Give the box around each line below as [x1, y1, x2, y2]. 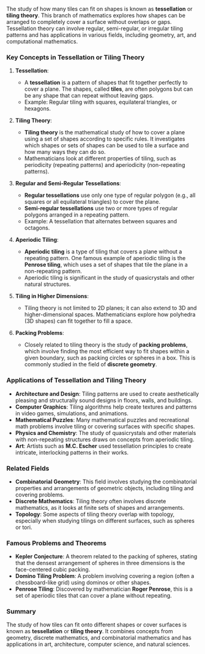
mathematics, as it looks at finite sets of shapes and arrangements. [15, 504, 185, 511]
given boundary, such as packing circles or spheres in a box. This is [24, 354, 196, 361]
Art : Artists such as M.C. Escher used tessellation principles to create [15, 442, 192, 450]
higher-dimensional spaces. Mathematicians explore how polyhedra [24, 311, 196, 318]
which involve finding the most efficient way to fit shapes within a [24, 348, 190, 355]
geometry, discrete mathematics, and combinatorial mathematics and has [6, 634, 192, 642]
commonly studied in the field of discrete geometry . [24, 361, 157, 368]
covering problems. [15, 491, 65, 498]
